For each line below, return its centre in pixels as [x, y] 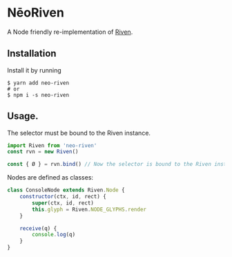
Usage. [23, 116]
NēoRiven [36, 13]
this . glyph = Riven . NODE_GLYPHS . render [89, 209]
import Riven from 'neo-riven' [52, 145]
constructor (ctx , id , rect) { [63, 197]
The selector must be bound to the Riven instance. [79, 133]
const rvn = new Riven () [43, 152]
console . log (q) [54, 235]
